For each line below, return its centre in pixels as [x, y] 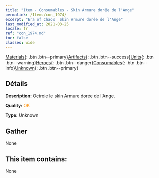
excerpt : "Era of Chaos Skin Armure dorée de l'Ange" [64, 19]
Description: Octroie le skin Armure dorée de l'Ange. [60, 96]
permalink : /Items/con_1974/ [36, 15]
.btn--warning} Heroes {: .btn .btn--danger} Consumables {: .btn [70, 62]
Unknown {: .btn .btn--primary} [47, 68]
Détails [16, 84]
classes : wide [20, 43]
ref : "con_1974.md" [26, 33]
